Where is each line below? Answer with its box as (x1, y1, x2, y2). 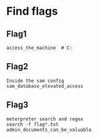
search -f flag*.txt (6, 121, 59, 127)
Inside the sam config (6, 78, 64, 84)
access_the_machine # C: (6, 45, 72, 51)
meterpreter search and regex (6, 116, 84, 122)
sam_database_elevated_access (6, 83, 84, 89)
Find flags (6, 4, 58, 18)
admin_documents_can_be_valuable (6, 127, 92, 133)
